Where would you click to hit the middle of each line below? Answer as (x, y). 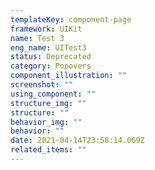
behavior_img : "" (46, 122)
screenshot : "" (42, 85)
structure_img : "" (48, 103)
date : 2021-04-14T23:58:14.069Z (77, 141)
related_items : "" (48, 150)
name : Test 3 (37, 38)
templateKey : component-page (71, 19)
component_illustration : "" (69, 76)
